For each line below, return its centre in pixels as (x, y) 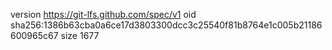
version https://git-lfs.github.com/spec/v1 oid (103, 14)
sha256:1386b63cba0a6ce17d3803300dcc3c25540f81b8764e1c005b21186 (166, 25)
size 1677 (80, 35)
